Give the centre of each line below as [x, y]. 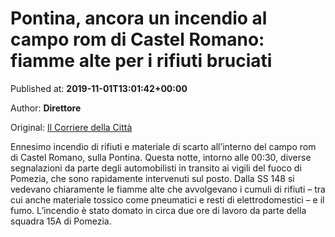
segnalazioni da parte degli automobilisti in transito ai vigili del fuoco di [156, 168]
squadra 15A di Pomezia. [61, 221]
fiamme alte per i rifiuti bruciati [141, 61]
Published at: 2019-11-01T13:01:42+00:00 [99, 88]
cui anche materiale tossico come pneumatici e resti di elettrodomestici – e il [167, 199]
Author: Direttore [46, 108]
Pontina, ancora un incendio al [139, 18]
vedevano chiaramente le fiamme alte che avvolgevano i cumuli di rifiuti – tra [168, 189]
